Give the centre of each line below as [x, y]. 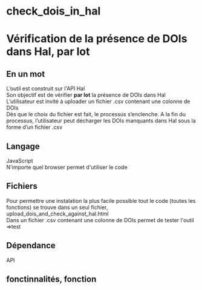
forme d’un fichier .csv [34, 127]
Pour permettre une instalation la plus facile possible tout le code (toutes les [101, 200]
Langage [23, 146]
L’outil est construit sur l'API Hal [46, 88]
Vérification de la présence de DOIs [97, 39]
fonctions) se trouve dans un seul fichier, [57, 207]
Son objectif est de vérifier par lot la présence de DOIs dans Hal [86, 95]
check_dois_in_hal [54, 11]
